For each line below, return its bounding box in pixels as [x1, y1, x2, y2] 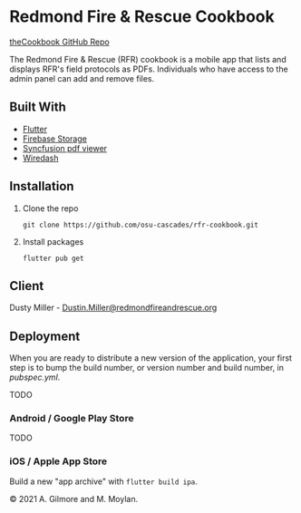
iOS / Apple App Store [9, 455, 108, 468]
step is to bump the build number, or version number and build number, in [9, 363, 284, 373]
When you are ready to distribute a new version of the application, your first [9, 353, 293, 363]
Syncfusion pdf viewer [22, 142, 107, 153]
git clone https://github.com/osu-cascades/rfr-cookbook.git [22, 220, 259, 229]
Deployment [9, 328, 81, 344]
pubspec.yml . [9, 372, 61, 382]
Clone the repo [22, 202, 79, 214]
